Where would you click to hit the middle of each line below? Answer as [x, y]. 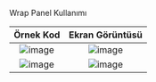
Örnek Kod [37, 35]
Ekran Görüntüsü [105, 35]
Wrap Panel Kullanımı [48, 13]
